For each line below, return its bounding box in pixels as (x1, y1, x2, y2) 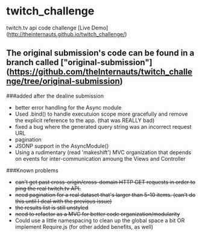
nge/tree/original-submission (6, 76, 120, 87)
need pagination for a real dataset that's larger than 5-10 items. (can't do (14, 191, 196, 198)
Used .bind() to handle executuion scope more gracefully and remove (14, 110, 188, 117)
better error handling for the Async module (14, 104, 122, 111)
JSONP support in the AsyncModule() (14, 142, 109, 149)
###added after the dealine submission (6, 92, 104, 99)
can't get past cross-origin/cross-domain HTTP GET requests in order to (14, 178, 196, 185)
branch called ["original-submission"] (6, 57, 153, 67)
